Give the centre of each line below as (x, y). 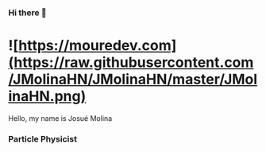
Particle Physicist (43, 138)
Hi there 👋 (28, 13)
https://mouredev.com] (98, 46)
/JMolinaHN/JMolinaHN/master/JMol (133, 80)
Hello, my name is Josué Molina (60, 118)
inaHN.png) (47, 97)
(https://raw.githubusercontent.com (131, 62)
